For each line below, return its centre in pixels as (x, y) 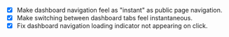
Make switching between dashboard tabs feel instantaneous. (105, 18)
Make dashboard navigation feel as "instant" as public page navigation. (119, 10)
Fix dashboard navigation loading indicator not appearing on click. (112, 26)
